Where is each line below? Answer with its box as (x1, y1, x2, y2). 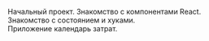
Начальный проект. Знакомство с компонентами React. (7, 7, 202, 16)
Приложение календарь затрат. (7, 24, 118, 33)
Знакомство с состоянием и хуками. (7, 15, 136, 25)
